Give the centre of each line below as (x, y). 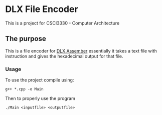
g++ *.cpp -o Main (24, 89)
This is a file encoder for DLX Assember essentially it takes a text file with (81, 50)
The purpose (26, 39)
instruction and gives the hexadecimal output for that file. (64, 56)
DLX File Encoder (42, 9)
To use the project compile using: (40, 80)
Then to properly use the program (40, 98)
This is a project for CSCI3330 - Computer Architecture (62, 23)
